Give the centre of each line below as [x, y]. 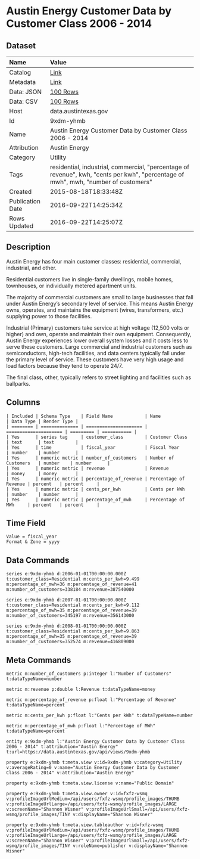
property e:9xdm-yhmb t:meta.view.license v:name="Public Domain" [90, 783]
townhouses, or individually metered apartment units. [71, 286]
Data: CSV [24, 101]
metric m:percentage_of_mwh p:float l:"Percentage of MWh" [81, 726]
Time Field [26, 523]
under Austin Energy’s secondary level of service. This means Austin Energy [100, 303]
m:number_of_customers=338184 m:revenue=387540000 [70, 590]
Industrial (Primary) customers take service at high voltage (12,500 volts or [98, 328]
